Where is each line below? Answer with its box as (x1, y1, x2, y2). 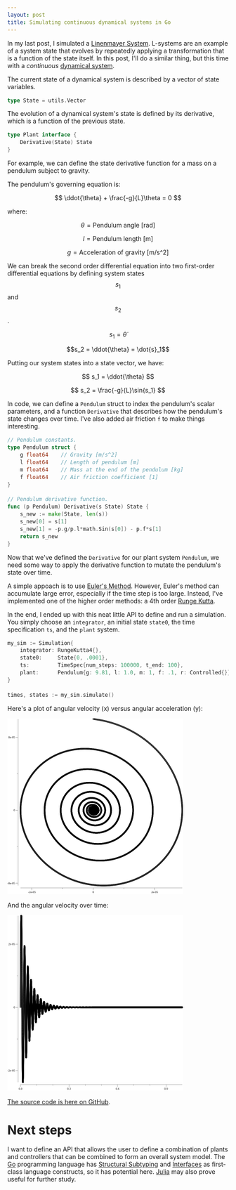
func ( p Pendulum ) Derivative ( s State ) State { (7, 503, 150, 511)
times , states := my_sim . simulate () (7, 691, 114, 698)
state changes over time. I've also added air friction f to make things (7, 414, 205, 423)
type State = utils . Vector (7, 97, 86, 104)
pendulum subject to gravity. (7, 166, 90, 175)
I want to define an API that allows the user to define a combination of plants (7, 1145, 228, 1153)
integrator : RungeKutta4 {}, (20, 647, 102, 654)
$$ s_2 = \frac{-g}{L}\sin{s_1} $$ (70, 386, 166, 395)
